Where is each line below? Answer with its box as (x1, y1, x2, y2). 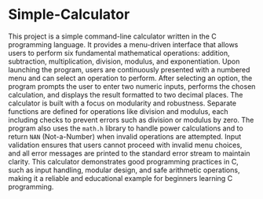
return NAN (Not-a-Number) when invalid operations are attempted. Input (8, 131, 242, 141)
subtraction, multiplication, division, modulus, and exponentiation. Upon (8, 57, 240, 66)
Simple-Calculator (8, 6, 130, 24)
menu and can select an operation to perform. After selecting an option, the (8, 73, 253, 83)
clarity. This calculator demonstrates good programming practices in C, (8, 157, 239, 166)
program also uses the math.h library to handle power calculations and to (8, 123, 243, 133)
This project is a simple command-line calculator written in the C (8, 31, 217, 41)
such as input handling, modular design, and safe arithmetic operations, (8, 165, 240, 175)
